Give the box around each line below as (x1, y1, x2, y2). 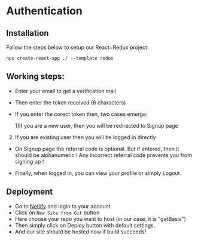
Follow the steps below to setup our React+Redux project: (6, 44, 149, 51)
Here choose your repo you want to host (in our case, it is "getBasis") (14, 215, 187, 222)
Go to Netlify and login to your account (14, 202, 111, 210)
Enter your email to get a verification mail (14, 87, 117, 94)
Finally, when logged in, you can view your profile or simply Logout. (14, 169, 182, 177)
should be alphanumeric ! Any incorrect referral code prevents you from (14, 151, 193, 159)
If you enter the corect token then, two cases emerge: (14, 110, 148, 118)
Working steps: (6, 72, 65, 82)
